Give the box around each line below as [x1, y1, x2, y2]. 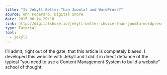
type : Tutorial [5, 26, 37, 31]
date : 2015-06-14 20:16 [5, 16, 55, 21]
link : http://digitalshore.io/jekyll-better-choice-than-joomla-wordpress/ [5, 21, 166, 26]
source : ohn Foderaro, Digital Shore [5, 12, 83, 17]
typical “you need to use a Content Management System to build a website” [5, 59, 160, 65]
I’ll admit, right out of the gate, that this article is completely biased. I [5, 48, 146, 54]
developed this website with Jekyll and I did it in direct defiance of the [5, 53, 149, 59]
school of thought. [5, 64, 43, 70]
